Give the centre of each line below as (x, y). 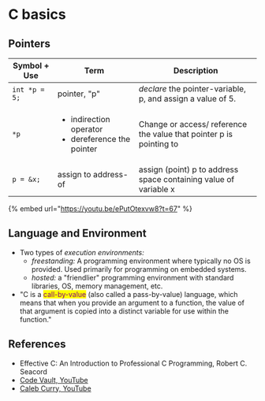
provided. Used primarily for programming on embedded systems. (139, 269)
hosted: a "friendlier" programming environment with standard (132, 277)
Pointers (30, 44)
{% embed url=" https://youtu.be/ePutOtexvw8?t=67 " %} (101, 209)
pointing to (159, 144)
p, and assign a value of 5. (187, 98)
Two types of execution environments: (82, 252)
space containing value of (187, 179)
